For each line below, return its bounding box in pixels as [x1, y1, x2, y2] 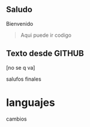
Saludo [6, 5, 32, 15]
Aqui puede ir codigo [20, 32, 72, 39]
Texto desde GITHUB [6, 49, 84, 59]
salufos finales [6, 75, 42, 83]
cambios [6, 115, 28, 122]
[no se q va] [6, 64, 35, 71]
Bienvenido [6, 20, 34, 27]
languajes [6, 96, 55, 109]
